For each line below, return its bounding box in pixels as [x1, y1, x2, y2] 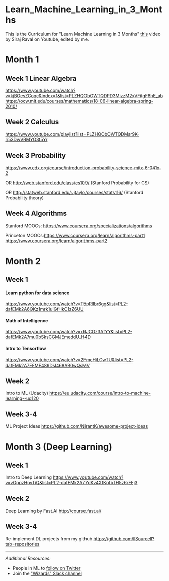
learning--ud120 [5, 395, 39, 401]
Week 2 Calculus [5, 118, 59, 126]
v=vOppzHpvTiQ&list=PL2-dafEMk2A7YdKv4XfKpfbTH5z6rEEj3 [5, 480, 138, 486]
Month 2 [5, 255, 41, 267]
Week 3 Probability [5, 151, 66, 160]
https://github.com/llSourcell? [93, 535, 155, 542]
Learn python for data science [5, 289, 70, 296]
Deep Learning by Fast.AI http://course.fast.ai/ [5, 507, 102, 514]
